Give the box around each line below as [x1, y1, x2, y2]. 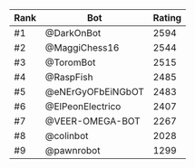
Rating [152, 12, 182, 23]
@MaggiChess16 [44, 42, 120, 53]
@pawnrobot [44, 145, 101, 156]
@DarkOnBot [44, 27, 102, 39]
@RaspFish [44, 71, 93, 83]
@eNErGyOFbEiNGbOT [44, 86, 145, 98]
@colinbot [44, 130, 89, 142]
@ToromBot [44, 56, 96, 69]
